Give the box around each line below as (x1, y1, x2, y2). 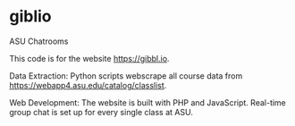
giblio (9, 6, 52, 27)
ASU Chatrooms (9, 36, 69, 46)
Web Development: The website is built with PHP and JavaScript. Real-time (9, 97, 286, 108)
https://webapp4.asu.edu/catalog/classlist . (9, 80, 167, 90)
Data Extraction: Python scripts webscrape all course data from (9, 70, 243, 81)
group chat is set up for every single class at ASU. (9, 106, 194, 117)
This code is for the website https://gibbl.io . (9, 53, 170, 63)
